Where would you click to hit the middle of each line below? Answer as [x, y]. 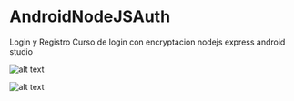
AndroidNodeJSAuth [90, 17]
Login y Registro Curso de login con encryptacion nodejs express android [147, 42]
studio [21, 51]
